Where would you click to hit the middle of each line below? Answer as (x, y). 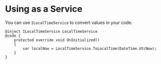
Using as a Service (44, 9)
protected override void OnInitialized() (57, 40)
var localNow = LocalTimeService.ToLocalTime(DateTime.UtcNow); (90, 48)
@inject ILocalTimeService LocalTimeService (51, 31)
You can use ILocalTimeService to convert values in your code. (69, 22)
